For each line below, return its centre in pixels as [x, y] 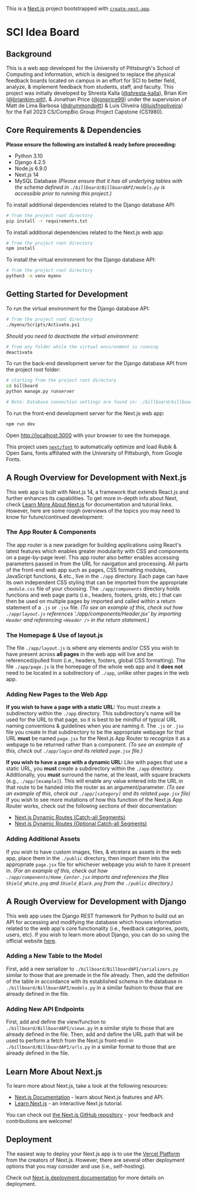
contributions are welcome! [39, 1121]
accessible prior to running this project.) [63, 193]
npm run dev [21, 424]
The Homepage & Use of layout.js [55, 635]
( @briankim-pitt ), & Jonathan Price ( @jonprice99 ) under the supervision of [96, 99]
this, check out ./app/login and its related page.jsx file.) [74, 751]
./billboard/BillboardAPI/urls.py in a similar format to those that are [91, 1047]
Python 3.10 [28, 156]
